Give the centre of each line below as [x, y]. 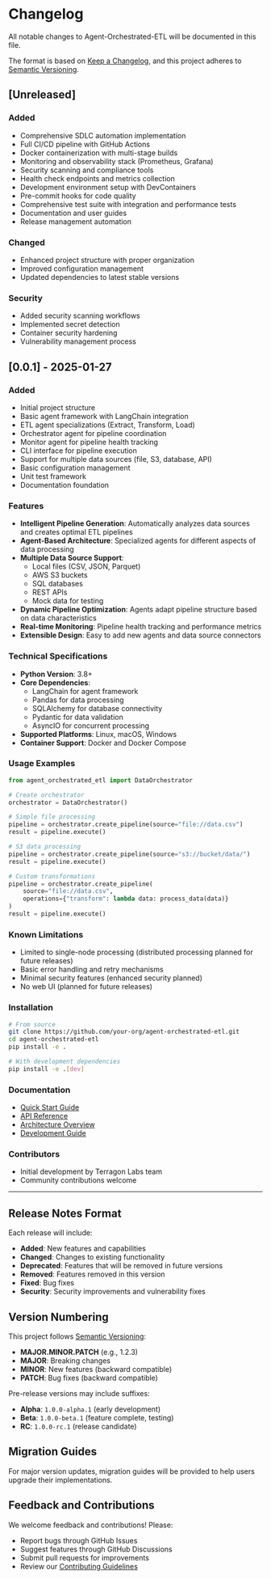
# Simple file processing [52, 817]
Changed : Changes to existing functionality [92, 1257]
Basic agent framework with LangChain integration [104, 416]
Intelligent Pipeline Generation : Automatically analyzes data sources [135, 523]
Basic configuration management [75, 468]
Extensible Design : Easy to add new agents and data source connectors [140, 635]
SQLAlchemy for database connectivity [97, 708]
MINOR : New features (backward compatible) [96, 1369]
